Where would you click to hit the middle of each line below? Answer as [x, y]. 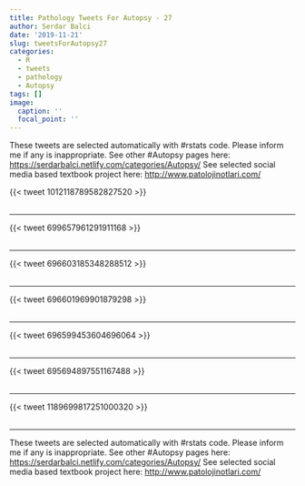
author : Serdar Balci [50, 26]
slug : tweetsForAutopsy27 [58, 43]
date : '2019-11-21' [46, 35]
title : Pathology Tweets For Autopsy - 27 [91, 18]
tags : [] [26, 94]
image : [22, 102]
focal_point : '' [48, 119]
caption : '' [40, 111]
